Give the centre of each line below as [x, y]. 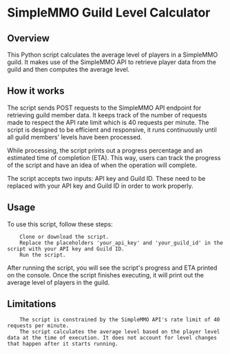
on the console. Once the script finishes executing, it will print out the [106, 275]
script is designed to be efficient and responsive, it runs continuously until [112, 130]
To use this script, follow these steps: [60, 224]
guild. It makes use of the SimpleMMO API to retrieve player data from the [112, 62]
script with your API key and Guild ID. [66, 249]
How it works [36, 91]
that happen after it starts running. [63, 344]
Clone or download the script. [64, 237]
